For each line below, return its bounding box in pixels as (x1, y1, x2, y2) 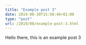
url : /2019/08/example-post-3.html (5, 21, 79, 26)
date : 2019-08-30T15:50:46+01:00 (5, 12, 75, 17)
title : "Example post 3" (5, 7, 57, 12)
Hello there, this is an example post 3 (5, 35, 81, 41)
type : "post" (5, 16, 32, 21)
